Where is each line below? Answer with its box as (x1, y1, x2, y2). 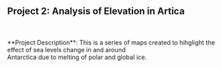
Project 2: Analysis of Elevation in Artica (7, 5, 185, 17)
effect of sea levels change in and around (7, 45, 126, 54)
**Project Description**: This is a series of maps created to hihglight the (7, 38, 215, 47)
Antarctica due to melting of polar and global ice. (7, 53, 147, 61)
